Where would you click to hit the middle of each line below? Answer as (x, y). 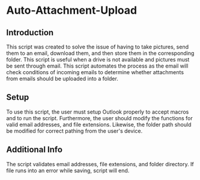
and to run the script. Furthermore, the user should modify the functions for (100, 118)
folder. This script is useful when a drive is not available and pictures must (98, 60)
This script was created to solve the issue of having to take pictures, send (98, 47)
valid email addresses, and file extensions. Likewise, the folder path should (99, 124)
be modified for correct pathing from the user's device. (74, 131)
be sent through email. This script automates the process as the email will (97, 66)
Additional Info (35, 150)
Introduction (30, 33)
